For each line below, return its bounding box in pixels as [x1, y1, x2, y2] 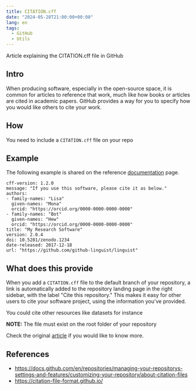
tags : [6, 25, 19, 31]
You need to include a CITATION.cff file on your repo [6, 136, 134, 143]
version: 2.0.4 [6, 232, 44, 238]
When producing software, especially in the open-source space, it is [6, 85, 172, 92]
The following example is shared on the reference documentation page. [6, 169, 180, 176]
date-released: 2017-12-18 [6, 242, 72, 248]
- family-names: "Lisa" [6, 196, 65, 202]
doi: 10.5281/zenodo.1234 [6, 237, 69, 243]
